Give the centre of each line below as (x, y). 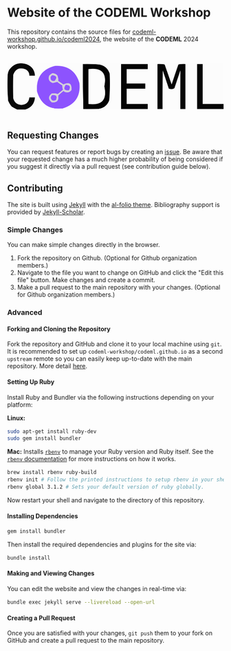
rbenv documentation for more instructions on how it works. (92, 459)
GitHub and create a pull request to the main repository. (86, 641)
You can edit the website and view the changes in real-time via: (97, 589)
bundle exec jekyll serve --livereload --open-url (81, 602)
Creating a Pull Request (41, 618)
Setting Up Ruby (31, 382)
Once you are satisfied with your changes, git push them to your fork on (110, 633)
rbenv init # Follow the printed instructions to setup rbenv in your (110, 480)
